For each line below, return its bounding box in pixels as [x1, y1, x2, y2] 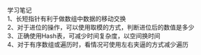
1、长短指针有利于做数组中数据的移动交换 [7, 14, 126, 23]
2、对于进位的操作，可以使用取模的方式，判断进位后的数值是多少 [7, 23, 195, 31]
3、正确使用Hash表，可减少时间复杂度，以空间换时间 [7, 32, 161, 40]
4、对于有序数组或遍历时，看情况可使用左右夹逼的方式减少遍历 [7, 41, 189, 48]
